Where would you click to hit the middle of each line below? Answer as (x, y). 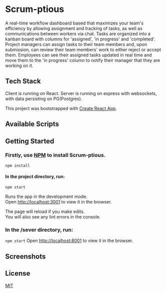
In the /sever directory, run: (39, 229)
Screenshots (25, 256)
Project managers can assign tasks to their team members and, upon (76, 44)
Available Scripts (32, 124)
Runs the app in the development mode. (46, 196)
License (18, 273)
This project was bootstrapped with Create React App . (61, 108)
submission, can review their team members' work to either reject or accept (83, 49)
